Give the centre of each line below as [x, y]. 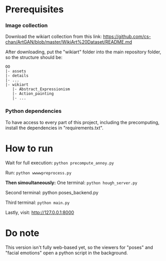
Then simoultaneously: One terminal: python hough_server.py [71, 183]
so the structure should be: [34, 57]
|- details [17, 76]
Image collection [26, 26]
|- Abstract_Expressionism [41, 89]
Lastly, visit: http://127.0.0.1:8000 [40, 212]
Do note [22, 233]
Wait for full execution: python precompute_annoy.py [60, 163]
